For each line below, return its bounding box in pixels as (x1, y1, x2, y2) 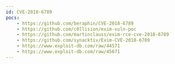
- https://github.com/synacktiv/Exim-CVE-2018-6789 (16, 37, 150, 43)
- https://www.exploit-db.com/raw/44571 (16, 43, 120, 49)
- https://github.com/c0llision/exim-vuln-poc (16, 26, 137, 32)
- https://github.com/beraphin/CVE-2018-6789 (16, 20, 134, 26)
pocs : (5, 15, 19, 21)
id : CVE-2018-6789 (5, 9, 52, 15)
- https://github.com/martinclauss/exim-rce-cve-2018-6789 (16, 32, 170, 38)
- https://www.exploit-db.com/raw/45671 (16, 49, 120, 55)
